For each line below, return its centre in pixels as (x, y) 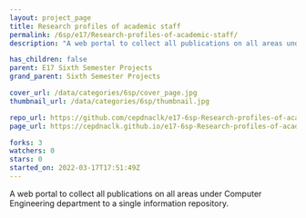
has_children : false (49, 60)
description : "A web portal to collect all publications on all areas (146, 43)
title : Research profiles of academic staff (95, 26)
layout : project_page (51, 18)
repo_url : (28, 118)
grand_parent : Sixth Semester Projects (85, 77)
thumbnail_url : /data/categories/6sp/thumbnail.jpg (109, 101)
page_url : (28, 126)
